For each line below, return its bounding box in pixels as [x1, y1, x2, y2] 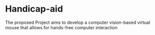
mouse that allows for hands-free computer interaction [5, 24, 118, 30]
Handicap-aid [5, 3, 63, 15]
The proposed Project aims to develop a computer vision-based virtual [5, 19, 151, 25]
